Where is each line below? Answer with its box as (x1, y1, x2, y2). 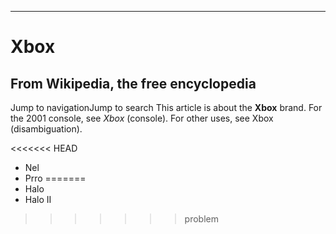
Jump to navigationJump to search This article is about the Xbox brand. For (10, 102, 323, 113)
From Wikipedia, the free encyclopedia (10, 75, 257, 92)
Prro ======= (24, 172, 87, 184)
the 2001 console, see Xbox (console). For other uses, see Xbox (10, 112, 274, 124)
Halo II (24, 194, 52, 205)
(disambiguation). (10, 123, 83, 135)
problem (184, 213, 219, 225)
